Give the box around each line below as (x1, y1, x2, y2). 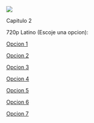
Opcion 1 (6, 40, 28, 47)
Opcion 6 (6, 98, 29, 106)
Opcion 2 (6, 52, 29, 59)
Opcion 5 (6, 87, 29, 94)
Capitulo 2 (6, 17, 32, 24)
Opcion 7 (6, 110, 29, 117)
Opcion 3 (6, 64, 29, 71)
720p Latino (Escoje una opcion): (6, 29, 89, 35)
